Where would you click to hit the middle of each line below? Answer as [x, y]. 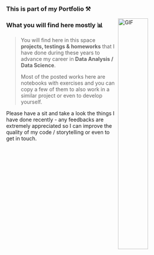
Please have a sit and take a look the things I [60, 114]
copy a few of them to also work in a [65, 89]
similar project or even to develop [61, 96]
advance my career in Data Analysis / [67, 59]
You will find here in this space [58, 40]
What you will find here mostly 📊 [55, 25]
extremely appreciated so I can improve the [59, 126]
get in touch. [22, 138]
